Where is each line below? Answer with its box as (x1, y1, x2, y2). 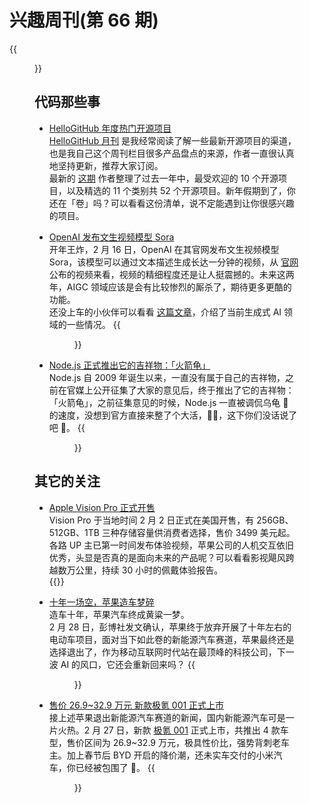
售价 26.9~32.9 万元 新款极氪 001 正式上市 (48, 699, 225, 711)
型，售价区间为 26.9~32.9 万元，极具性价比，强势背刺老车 (48, 736, 290, 748)
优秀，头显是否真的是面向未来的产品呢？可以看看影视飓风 (48, 551, 286, 563)
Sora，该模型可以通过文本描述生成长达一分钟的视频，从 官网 (48, 256, 299, 268)
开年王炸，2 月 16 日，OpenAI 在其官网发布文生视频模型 (48, 243, 280, 255)
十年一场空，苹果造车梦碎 (48, 596, 155, 608)
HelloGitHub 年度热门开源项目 (48, 122, 172, 134)
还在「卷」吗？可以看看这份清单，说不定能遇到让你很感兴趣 (48, 197, 295, 209)
